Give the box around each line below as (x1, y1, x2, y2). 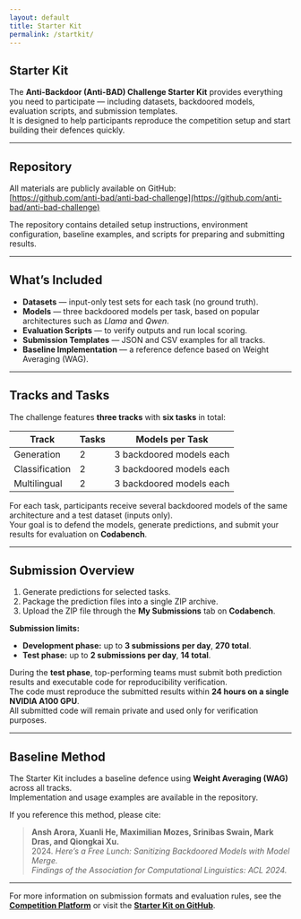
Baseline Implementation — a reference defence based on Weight (21, 344, 270, 355)
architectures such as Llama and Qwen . (21, 315, 170, 326)
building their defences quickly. (9, 125, 125, 135)
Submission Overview (9, 563, 135, 579)
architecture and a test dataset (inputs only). (9, 510, 173, 520)
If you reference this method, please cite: (9, 810, 161, 820)
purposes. (9, 715, 47, 726)
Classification (13, 462, 72, 475)
